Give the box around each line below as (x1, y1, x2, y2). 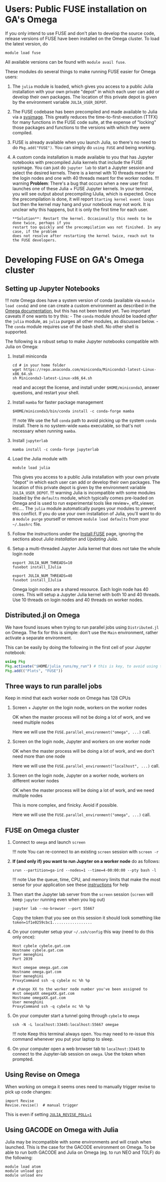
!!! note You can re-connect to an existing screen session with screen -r (12, 849, 159, 855)
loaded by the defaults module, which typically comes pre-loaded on (12, 495, 154, 501)
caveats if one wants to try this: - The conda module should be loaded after (5, 313, 157, 319)
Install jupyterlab (12, 437, 48, 443)
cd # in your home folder (12, 363, 66, 367)
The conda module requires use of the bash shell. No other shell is (5, 324, 139, 329)
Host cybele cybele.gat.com (12, 943, 70, 948)
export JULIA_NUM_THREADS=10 (12, 560, 73, 565)
